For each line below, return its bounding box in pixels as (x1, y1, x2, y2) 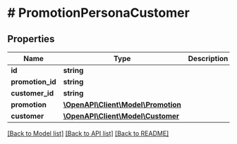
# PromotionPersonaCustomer (7, 5, 190, 21)
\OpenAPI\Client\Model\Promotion (63, 100, 182, 110)
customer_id (11, 89, 54, 98)
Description (188, 54, 229, 63)
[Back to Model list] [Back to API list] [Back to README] (7, 129, 169, 138)
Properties (7, 33, 55, 45)
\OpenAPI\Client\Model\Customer (63, 111, 180, 121)
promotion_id (11, 77, 56, 86)
